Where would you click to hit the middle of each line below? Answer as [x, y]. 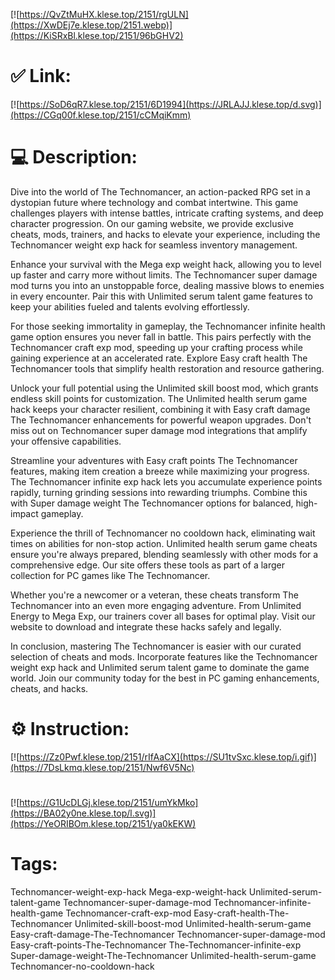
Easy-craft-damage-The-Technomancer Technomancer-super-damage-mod [168, 934]
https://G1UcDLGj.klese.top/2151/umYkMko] [109, 802]
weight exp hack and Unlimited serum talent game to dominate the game [160, 667]
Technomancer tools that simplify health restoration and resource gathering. [167, 368]
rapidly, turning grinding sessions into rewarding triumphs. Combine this [159, 492]
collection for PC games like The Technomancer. [110, 575]
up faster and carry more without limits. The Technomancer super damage [164, 275]
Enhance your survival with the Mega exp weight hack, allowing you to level [166, 264]
